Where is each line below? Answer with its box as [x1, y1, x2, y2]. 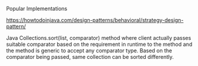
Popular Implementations [6, 5, 67, 12]
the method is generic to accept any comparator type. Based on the [6, 47, 172, 54]
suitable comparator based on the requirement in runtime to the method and [6, 41, 193, 48]
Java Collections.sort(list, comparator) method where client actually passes [6, 34, 191, 41]
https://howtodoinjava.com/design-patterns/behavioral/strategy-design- [6, 17, 184, 23]
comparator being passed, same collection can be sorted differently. [6, 54, 174, 60]
